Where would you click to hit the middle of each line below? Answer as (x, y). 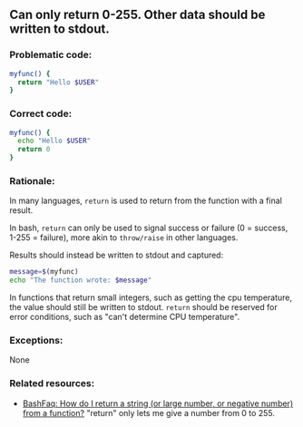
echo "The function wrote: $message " (81, 280)
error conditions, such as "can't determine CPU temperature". (125, 317)
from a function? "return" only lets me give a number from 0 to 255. (148, 412)
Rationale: (32, 181)
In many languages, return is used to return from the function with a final (146, 201)
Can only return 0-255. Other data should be (137, 15)
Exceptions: (36, 341)
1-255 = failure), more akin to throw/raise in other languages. (124, 238)
